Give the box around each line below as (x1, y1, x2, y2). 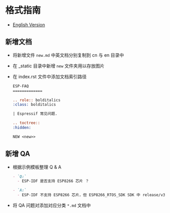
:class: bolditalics (12, 102, 56, 107)
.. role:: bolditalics (12, 97, 61, 103)
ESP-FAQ (12, 83, 29, 89)
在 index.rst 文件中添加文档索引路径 (12, 73, 87, 79)
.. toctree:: (12, 120, 40, 125)
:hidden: (12, 125, 31, 130)
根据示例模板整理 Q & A (12, 164, 62, 170)
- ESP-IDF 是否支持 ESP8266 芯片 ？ (17, 179, 90, 184)
